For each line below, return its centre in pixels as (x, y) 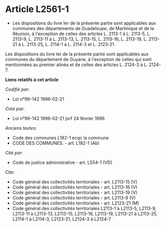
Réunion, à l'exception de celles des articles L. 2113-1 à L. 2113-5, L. (82, 33)
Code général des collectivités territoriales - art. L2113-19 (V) (75, 192)
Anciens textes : (21, 128)
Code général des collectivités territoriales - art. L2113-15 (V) (75, 181)
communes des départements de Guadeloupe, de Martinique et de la (83, 28)
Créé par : (15, 108)
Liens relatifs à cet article (32, 79)
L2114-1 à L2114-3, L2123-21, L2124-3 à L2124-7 (62, 219)
